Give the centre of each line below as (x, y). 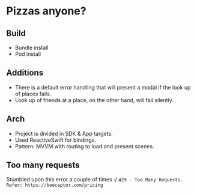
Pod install (28, 54)
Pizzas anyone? (46, 11)
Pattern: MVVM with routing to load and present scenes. (84, 146)
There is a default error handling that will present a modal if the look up (103, 87)
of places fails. (33, 94)
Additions (25, 73)
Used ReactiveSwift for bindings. (55, 140)
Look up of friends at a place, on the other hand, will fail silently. (94, 100)
